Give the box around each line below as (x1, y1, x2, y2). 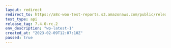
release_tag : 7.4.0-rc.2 (5, 21, 58, 26)
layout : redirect (5, 7, 42, 12)
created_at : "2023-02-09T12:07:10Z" (5, 30, 83, 35)
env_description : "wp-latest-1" (5, 26, 74, 31)
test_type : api (5, 16, 38, 21)
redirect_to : (5, 12, 33, 17)
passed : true (5, 35, 33, 40)
